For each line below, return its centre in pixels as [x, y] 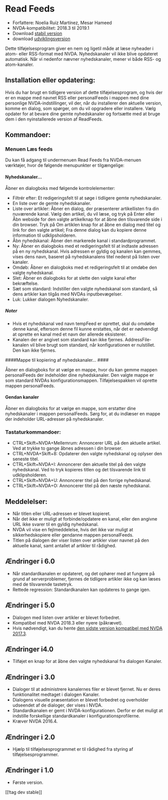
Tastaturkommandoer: [33, 432]
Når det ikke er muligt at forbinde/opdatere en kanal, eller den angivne [85, 519]
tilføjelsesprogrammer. [35, 754]
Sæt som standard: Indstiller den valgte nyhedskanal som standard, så [85, 288]
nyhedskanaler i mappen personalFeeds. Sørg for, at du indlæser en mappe [83, 414]
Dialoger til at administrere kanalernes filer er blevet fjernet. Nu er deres [86, 689]
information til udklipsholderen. [44, 235]
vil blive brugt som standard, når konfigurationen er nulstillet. [92, 345]
